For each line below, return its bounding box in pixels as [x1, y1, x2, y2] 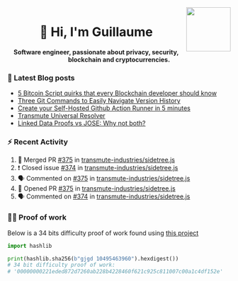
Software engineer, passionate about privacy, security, [13, 47, 179, 56]
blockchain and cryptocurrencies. [67, 55, 171, 64]
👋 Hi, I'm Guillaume [39, 24, 154, 40]
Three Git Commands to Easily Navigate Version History [17, 97, 181, 105]
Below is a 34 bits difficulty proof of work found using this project [7, 229, 199, 237]
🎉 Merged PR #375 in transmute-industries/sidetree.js [17, 155, 176, 165]
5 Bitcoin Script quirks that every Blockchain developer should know [17, 89, 217, 97]
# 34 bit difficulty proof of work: [7, 261, 115, 269]
